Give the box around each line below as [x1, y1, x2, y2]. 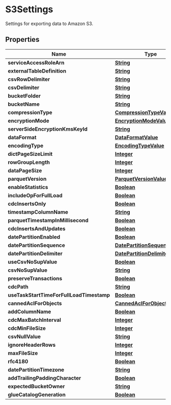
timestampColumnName [8, 208, 69, 216]
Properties [5, 35, 40, 44]
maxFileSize [8, 349, 38, 356]
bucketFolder [8, 92, 41, 99]
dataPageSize [8, 167, 42, 174]
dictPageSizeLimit [8, 150, 53, 157]
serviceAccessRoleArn [8, 59, 65, 66]
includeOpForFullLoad [8, 192, 63, 199]
